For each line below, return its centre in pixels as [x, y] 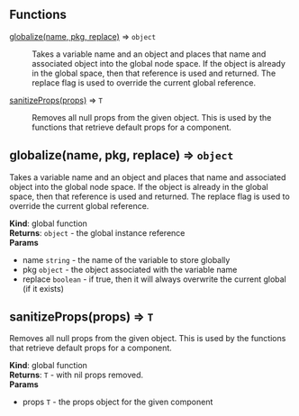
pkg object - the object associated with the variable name [130, 269]
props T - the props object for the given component [118, 402]
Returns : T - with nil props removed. [77, 375]
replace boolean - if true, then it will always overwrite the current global [154, 279]
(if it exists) [43, 288]
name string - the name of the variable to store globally [126, 259]
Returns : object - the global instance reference [97, 232]
